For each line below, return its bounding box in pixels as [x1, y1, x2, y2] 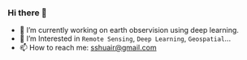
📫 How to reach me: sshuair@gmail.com [19, 43, 157, 53]
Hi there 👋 [7, 7, 48, 18]
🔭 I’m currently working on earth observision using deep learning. [19, 26, 239, 35]
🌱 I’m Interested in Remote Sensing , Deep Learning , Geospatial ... [19, 34, 232, 43]
